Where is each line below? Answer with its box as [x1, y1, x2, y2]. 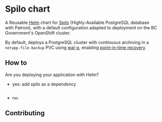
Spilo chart [5, 3, 50, 15]
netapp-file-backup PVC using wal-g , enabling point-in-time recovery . [5, 44, 146, 50]
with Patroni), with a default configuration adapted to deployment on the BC [5, 24, 158, 30]
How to [5, 59, 27, 67]
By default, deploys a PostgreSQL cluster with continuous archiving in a [5, 39, 149, 45]
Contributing [5, 109, 45, 118]
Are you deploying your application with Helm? [5, 72, 99, 78]
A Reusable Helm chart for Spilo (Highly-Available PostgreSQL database [5, 20, 150, 25]
